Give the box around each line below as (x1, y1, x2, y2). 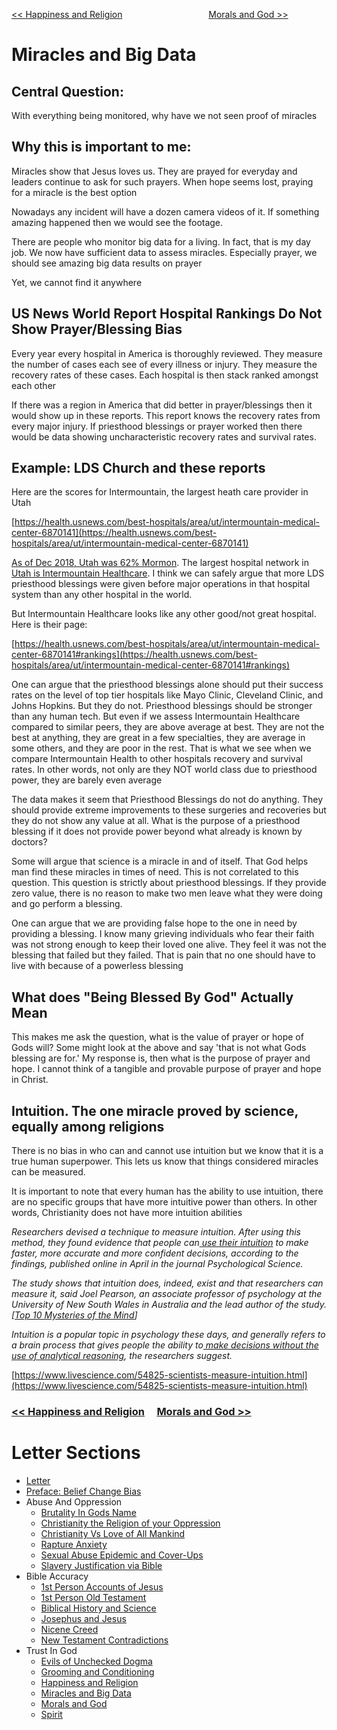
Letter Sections (11, 1442, 141, 1464)
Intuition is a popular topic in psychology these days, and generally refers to (11, 1329, 326, 1341)
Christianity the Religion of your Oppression (40, 1517, 221, 1529)
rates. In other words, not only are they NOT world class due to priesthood (11, 764, 318, 776)
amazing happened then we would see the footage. (11, 216, 224, 228)
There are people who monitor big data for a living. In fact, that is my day (11, 235, 311, 248)
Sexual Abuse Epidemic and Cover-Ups (40, 1549, 204, 1561)
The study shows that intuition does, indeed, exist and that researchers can (11, 1277, 324, 1289)
